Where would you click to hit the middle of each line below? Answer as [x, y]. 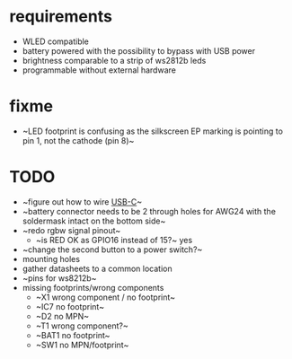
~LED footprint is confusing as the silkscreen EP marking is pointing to [152, 131]
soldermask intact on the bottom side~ [94, 221]
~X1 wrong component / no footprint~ [106, 297]
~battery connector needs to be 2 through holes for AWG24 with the [149, 211]
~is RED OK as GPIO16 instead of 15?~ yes [114, 240]
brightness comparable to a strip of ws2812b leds [114, 60]
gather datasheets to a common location [97, 268]
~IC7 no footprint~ [70, 306]
